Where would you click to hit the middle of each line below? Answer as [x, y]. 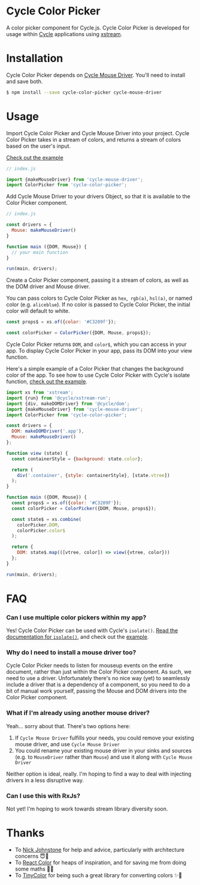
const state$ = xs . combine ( [47, 519]
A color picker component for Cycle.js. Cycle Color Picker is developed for [98, 28]
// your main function [40, 252]
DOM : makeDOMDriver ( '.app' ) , [48, 431]
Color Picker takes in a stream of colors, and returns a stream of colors [94, 139]
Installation [35, 59]
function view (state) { [37, 453]
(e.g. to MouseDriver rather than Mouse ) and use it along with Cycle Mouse [104, 757]
